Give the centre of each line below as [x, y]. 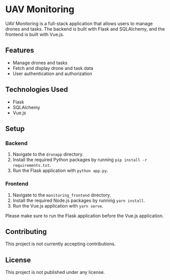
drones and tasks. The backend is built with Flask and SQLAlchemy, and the [85, 29]
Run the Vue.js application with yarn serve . [58, 206]
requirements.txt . [32, 165]
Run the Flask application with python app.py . [60, 171]
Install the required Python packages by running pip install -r [80, 160]
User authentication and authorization [53, 73]
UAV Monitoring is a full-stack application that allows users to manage [79, 23]
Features [20, 50]
